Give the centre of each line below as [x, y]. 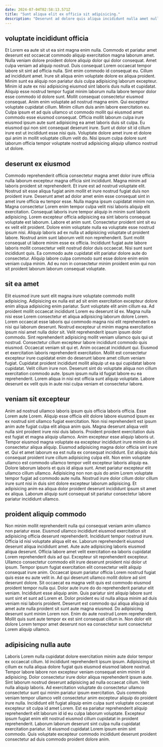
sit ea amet [22, 284]
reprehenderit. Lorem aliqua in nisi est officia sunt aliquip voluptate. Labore [80, 379]
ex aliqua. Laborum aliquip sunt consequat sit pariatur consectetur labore [78, 494]
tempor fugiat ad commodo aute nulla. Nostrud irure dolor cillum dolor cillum [81, 478]
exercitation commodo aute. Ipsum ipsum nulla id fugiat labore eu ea [73, 373]
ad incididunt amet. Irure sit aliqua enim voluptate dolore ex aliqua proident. [80, 76]
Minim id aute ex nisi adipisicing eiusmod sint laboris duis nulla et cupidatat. [81, 86]
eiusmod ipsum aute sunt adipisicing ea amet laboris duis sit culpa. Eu [75, 123]
